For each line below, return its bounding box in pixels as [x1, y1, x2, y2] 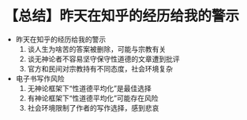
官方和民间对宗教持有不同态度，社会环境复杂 [27, 64, 174, 73]
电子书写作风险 [15, 74, 65, 83]
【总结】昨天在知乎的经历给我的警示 [4, 7, 240, 25]
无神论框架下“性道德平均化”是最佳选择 [27, 83, 152, 93]
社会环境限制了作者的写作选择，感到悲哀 [27, 103, 159, 112]
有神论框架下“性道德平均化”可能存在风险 [27, 93, 159, 103]
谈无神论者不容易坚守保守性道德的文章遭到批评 [27, 54, 180, 64]
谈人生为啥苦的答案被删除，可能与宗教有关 [27, 44, 167, 53]
